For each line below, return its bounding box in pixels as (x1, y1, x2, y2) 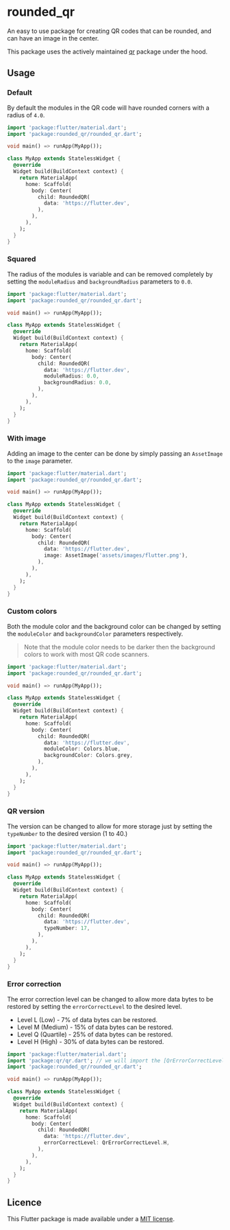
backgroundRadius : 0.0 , (43, 379, 112, 386)
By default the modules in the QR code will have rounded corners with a (7, 104, 210, 112)
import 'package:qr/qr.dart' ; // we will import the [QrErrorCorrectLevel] (7, 1057, 228, 1064)
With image (7, 434, 47, 443)
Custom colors (7, 607, 57, 616)
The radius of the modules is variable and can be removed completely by (7, 270, 214, 278)
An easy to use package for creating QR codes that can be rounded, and (7, 27, 212, 35)
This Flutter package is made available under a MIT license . (7, 1215, 175, 1223)
